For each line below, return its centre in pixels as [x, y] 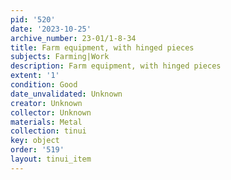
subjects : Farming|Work [60, 57]
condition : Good [44, 85]
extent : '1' [35, 76]
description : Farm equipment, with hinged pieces [116, 66]
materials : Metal [46, 122]
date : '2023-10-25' [51, 29]
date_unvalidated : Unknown [66, 94]
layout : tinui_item [51, 159]
